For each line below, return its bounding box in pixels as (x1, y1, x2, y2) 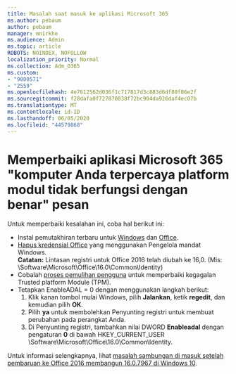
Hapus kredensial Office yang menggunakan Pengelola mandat (17, 240, 201, 250)
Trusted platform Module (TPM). (17, 278, 111, 287)
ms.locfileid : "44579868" (7, 121, 83, 129)
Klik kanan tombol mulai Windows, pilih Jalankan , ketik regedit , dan (27, 293, 225, 302)
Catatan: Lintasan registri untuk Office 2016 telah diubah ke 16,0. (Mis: (17, 256, 223, 264)
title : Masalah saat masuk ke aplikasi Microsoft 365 (7, 10, 169, 18)
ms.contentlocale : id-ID (7, 108, 80, 115)
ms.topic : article (7, 43, 61, 50)
